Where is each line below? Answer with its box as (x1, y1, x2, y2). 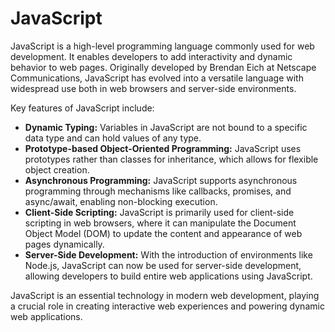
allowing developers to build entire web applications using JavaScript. (24, 270, 313, 282)
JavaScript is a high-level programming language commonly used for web (10, 40, 315, 52)
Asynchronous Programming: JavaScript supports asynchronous (24, 174, 298, 186)
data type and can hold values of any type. (24, 132, 202, 144)
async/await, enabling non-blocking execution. (24, 195, 218, 207)
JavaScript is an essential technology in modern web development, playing (10, 289, 320, 301)
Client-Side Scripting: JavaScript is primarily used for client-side (24, 206, 295, 218)
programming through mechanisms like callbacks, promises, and (24, 185, 292, 197)
